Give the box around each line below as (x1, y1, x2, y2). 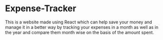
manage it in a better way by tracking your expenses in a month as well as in (5, 24, 159, 30)
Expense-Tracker (5, 3, 77, 14)
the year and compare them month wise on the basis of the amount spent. (5, 29, 154, 35)
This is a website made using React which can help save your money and (5, 19, 152, 25)
